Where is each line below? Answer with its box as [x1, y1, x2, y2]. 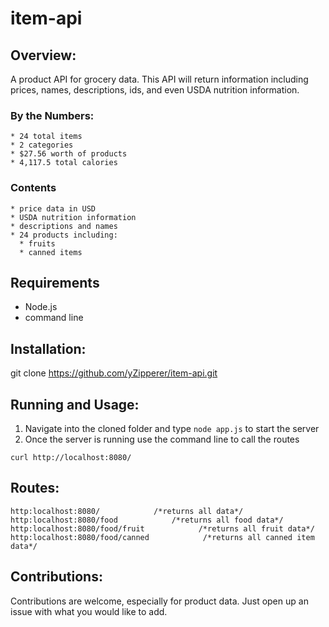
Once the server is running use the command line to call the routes [24, 433, 300, 446]
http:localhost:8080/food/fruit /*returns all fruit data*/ [10, 523, 315, 534]
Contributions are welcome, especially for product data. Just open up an [10, 595, 309, 607]
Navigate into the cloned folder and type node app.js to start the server [24, 423, 320, 435]
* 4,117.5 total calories [10, 158, 118, 168]
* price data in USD [10, 203, 97, 214]
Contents [10, 181, 57, 195]
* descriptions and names [10, 221, 118, 231]
